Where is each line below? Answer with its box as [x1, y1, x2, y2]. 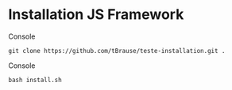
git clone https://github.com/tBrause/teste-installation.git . [8, 47, 226, 54]
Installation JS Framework [8, 6, 184, 24]
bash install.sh [8, 76, 62, 84]
